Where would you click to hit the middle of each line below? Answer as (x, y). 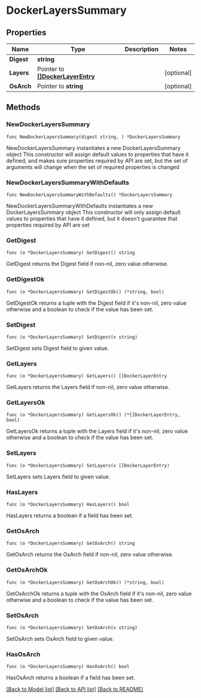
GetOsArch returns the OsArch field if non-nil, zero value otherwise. (90, 555)
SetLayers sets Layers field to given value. (58, 476)
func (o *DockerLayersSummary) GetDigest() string (71, 253)
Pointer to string (60, 86)
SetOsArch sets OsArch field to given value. (60, 639)
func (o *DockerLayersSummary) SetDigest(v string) (72, 337)
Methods (23, 107)
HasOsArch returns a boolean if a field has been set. (71, 678)
